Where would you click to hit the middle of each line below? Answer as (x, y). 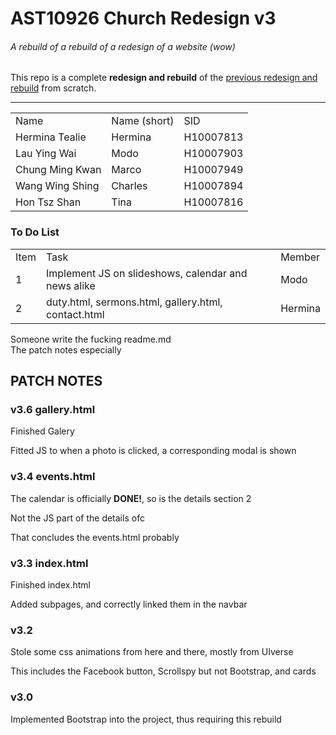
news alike (70, 285)
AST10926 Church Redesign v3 (143, 18)
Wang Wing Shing (57, 186)
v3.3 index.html (49, 563)
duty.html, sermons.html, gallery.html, (134, 302)
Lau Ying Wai (46, 154)
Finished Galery (42, 431)
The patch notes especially (66, 349)
